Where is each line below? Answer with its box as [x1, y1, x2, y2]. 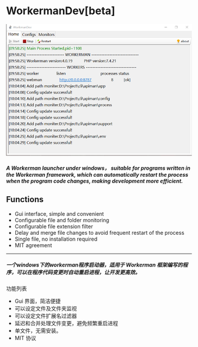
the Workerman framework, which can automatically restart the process [6, 171, 189, 178]
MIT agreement [14, 241, 52, 249]
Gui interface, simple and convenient [14, 210, 104, 217]
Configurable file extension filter [14, 223, 93, 230]
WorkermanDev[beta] [6, 4, 115, 18]
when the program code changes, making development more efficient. [6, 177, 183, 184]
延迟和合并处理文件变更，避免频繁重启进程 [14, 319, 118, 326]
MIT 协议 [14, 334, 37, 341]
